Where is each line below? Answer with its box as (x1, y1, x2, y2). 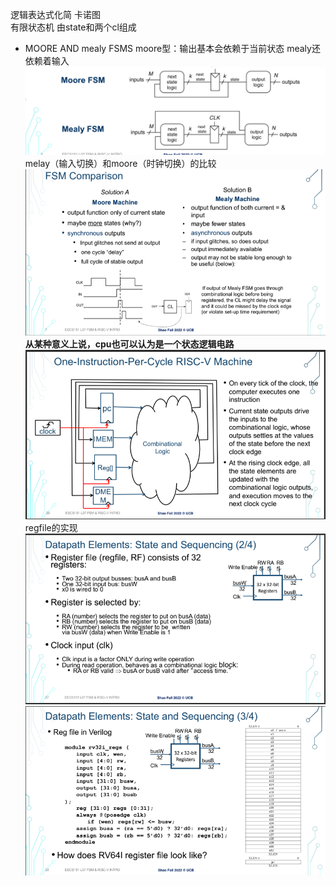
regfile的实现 (24, 522, 78, 534)
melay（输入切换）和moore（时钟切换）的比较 (24, 158, 217, 170)
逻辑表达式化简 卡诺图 (10, 9, 101, 20)
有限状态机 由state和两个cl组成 (10, 21, 137, 33)
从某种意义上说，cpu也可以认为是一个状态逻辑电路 (24, 338, 235, 350)
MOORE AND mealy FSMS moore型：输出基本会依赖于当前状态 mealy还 (24, 43, 321, 54)
